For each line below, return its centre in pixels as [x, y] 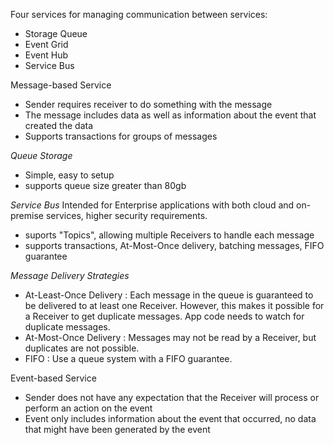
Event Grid [46, 44]
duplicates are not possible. [82, 348]
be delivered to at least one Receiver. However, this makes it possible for [174, 305]
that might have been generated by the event [117, 429]
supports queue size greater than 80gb [105, 185]
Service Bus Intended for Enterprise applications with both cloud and [152, 205]
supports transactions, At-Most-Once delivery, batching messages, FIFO [174, 245]
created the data [59, 125]
